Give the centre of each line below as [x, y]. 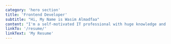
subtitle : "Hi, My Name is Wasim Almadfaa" [52, 19]
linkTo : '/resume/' [26, 29]
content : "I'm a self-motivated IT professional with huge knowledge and [86, 24]
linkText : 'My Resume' [29, 33]
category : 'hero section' [33, 10]
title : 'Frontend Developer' [36, 15]
